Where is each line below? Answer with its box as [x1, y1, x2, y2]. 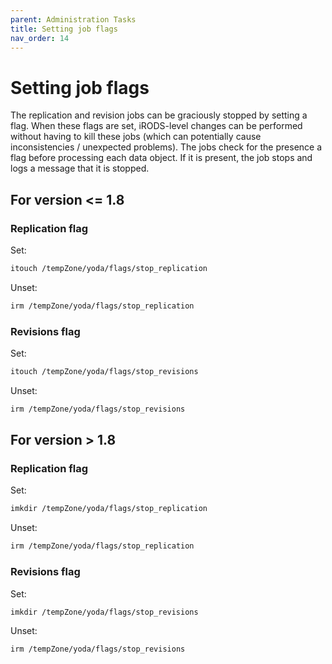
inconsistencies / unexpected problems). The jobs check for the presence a [10, 141, 323, 153]
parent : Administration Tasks [10, 14, 137, 25]
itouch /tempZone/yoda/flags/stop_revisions [10, 367, 199, 377]
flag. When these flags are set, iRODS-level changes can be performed [10, 120, 303, 132]
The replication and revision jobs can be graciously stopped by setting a [10, 109, 308, 121]
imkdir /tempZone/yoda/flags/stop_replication [10, 504, 208, 514]
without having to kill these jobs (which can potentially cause [10, 131, 262, 143]
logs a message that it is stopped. [10, 162, 150, 175]
